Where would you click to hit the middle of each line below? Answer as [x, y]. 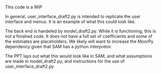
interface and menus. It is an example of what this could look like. [70, 22]
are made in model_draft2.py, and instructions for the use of [65, 61]
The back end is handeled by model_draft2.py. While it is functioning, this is [80, 31]
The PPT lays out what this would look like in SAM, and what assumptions [79, 56]
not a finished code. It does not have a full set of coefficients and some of [79, 36]
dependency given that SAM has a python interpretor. [59, 46]
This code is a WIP [24, 7]
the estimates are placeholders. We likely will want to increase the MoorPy [79, 41]
